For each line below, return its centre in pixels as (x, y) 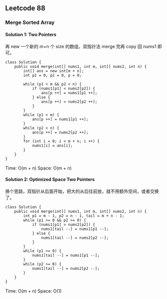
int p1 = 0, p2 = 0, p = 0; (52, 75)
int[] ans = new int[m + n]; (54, 71)
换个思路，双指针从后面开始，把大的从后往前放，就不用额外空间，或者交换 (82, 191)
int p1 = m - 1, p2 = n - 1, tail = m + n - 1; (74, 216)
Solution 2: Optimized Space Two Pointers (50, 180)
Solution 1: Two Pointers (31, 34)
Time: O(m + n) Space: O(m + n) (38, 168)
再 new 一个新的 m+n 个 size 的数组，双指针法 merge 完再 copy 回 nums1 (81, 46)
